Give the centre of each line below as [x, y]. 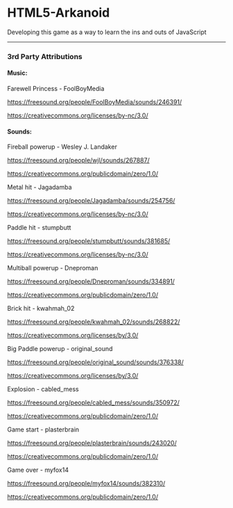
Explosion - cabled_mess [43, 389]
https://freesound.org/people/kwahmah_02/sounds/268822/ [94, 322]
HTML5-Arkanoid [59, 13]
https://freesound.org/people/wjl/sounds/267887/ [79, 161]
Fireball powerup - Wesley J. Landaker [62, 147]
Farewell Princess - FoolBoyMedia [56, 89]
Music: [17, 73]
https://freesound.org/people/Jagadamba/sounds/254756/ [91, 201]
